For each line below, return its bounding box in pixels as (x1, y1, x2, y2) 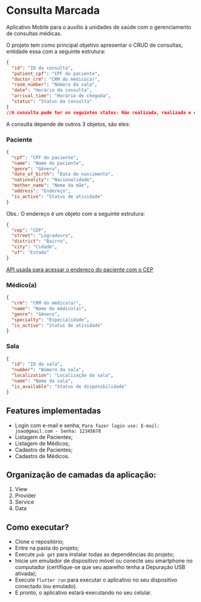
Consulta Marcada (6, 4, 100, 17)
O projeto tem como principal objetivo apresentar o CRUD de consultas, (6, 41, 183, 49)
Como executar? (6, 522, 69, 532)
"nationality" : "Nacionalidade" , (11, 177, 95, 183)
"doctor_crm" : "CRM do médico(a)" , (11, 76, 100, 82)
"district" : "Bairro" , (11, 238, 68, 245)
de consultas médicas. (6, 29, 62, 37)
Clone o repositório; (14, 538, 64, 546)
